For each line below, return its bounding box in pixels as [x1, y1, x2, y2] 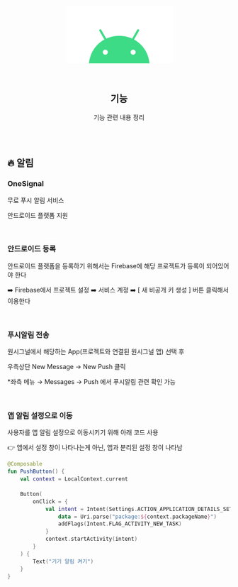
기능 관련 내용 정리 [93, 113, 145, 121]
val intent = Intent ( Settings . [45, 505, 138, 512]
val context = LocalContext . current [20, 476, 129, 483]
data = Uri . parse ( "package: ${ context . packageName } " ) [57, 513, 217, 520]
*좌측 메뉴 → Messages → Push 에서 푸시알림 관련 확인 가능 [7, 378, 176, 386]
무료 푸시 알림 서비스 [7, 196, 64, 204]
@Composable [7, 461, 42, 468]
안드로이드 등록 [7, 244, 57, 254]
